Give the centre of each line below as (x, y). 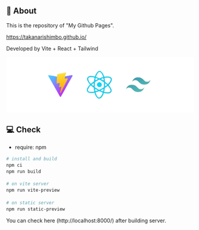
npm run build (24, 171)
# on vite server (28, 184)
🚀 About (21, 11)
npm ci (14, 165)
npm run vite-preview (33, 190)
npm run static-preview (36, 209)
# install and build (32, 158)
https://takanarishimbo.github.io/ (46, 37)
